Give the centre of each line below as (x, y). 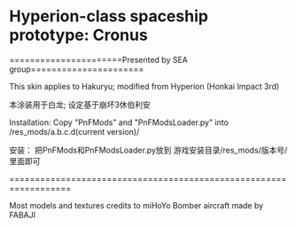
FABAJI (23, 215)
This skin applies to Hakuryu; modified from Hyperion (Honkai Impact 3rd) (144, 86)
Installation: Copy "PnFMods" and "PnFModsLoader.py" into (119, 122)
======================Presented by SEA (99, 59)
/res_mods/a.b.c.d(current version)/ (74, 131)
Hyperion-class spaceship (109, 16)
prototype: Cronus (78, 35)
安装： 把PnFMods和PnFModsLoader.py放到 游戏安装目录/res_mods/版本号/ (148, 150)
